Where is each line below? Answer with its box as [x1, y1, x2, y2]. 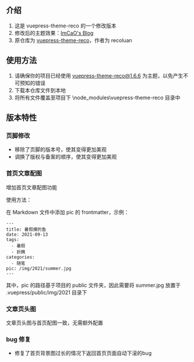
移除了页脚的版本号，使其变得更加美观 [14, 146, 107, 153]
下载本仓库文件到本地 [14, 86, 66, 93]
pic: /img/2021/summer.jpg [6, 265, 72, 271]
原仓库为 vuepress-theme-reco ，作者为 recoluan [14, 37, 132, 44]
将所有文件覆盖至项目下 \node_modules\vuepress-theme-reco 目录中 [14, 94, 181, 101]
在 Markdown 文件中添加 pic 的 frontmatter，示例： [6, 208, 129, 215]
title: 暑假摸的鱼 [6, 227, 47, 232]
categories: [6, 254, 35, 260]
